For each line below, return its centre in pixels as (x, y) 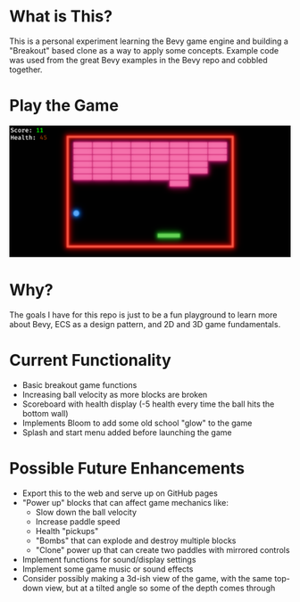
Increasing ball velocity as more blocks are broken (115, 395)
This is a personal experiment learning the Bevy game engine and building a (149, 41)
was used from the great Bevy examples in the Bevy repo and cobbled (138, 60)
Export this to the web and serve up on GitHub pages (120, 493)
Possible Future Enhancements (127, 469)
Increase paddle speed (78, 521)
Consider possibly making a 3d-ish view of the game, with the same (147, 578)
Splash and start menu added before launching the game (127, 433)
